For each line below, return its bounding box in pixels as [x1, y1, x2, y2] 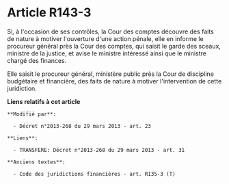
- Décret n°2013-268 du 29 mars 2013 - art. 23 [13, 122, 152, 129]
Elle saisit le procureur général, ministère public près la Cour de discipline [7, 70, 214, 78]
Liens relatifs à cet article [7, 97, 81, 105]
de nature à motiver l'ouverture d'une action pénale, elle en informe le [7, 34, 204, 42]
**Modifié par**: [7, 111, 57, 118]
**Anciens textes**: [7, 159, 66, 166]
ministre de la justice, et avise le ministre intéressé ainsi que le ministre [7, 49, 206, 57]
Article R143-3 [7, 5, 92, 21]
